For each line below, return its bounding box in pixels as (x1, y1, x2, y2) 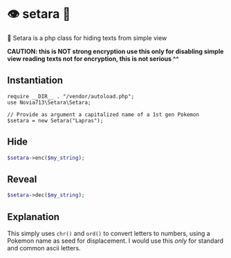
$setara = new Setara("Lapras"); (7, 117, 104, 124)
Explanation (7, 211, 60, 223)
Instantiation (7, 75, 64, 86)
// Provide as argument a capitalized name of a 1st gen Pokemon (7, 111, 199, 118)
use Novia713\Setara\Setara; (7, 99, 91, 106)
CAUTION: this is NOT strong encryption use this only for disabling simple (7, 47, 224, 55)
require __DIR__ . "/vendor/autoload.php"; (7, 93, 135, 100)
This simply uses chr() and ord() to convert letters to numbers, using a (7, 229, 211, 237)
